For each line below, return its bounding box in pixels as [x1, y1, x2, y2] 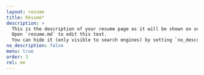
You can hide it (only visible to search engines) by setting [12, 37, 172, 43]
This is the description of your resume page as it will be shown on [12, 25, 191, 32]
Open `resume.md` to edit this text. [12, 31, 107, 37]
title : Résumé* [6, 15, 45, 21]
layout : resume [6, 8, 45, 15]
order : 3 [6, 54, 29, 60]
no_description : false [6, 43, 64, 49]
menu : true [6, 48, 34, 54]
